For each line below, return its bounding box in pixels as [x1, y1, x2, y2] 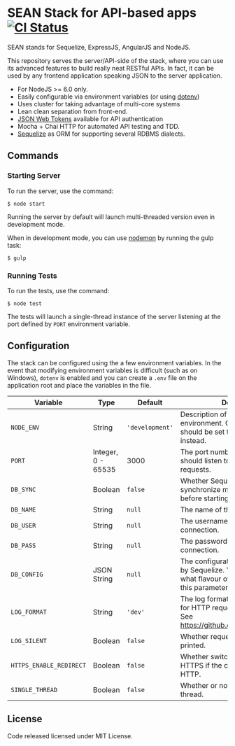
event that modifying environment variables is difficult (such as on [7, 366, 198, 374]
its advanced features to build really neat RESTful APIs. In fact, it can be [7, 64, 215, 72]
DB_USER [10, 521, 36, 529]
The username [180, 516, 229, 526]
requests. [180, 464, 211, 474]
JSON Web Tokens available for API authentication [17, 114, 163, 123]
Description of [180, 409, 227, 419]
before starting [180, 493, 229, 503]
